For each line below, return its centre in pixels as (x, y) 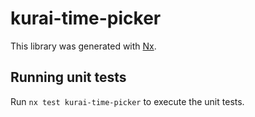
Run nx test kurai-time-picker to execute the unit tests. (127, 101)
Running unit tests (68, 77)
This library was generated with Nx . (83, 46)
